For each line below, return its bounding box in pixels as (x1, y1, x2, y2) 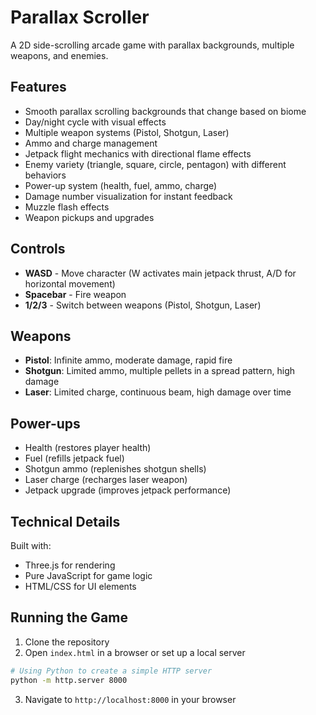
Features (10, 79, 67, 96)
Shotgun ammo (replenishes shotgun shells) (24, 463, 207, 475)
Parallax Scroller (10, 6, 150, 29)
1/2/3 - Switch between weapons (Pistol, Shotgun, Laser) (24, 299, 262, 311)
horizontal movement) (24, 277, 116, 290)
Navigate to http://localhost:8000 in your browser (24, 693, 237, 705)
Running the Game (10, 609, 128, 626)
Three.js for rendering (24, 559, 116, 571)
